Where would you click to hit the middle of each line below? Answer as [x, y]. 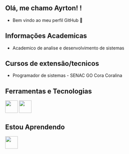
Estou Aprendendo [35, 127]
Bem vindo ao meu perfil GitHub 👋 [47, 20]
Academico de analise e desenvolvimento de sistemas [68, 48]
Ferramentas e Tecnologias [49, 91]
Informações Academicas [46, 36]
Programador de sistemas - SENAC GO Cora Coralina [67, 76]
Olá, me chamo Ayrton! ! [44, 8]
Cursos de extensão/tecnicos [52, 64]
